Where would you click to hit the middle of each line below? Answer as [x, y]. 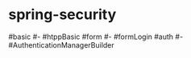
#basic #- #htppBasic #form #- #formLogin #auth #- [96, 37]
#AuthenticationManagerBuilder [61, 44]
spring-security [62, 15]
